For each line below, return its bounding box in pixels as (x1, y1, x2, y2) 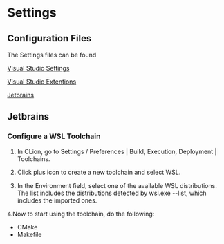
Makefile (17, 230, 42, 238)
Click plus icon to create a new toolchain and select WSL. (17, 168, 181, 176)
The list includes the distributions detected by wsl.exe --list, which (17, 189, 207, 197)
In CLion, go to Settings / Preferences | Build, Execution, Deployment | (17, 147, 217, 156)
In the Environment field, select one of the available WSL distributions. (17, 181, 218, 189)
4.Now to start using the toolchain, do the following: (7, 209, 155, 218)
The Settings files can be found (7, 50, 97, 59)
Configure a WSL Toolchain (7, 131, 101, 141)
